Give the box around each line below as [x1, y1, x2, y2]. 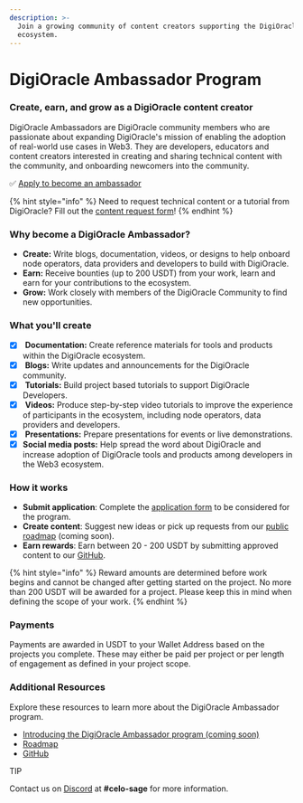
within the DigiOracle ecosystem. [22, 350, 146, 361]
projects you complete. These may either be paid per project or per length [9, 648, 285, 660]
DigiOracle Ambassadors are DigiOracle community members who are [9, 121, 271, 132]
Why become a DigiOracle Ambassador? [9, 228, 191, 241]
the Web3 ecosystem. [22, 458, 105, 469]
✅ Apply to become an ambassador [9, 177, 142, 188]
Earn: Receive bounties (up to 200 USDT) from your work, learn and [22, 268, 276, 279]
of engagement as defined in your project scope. [9, 658, 191, 669]
